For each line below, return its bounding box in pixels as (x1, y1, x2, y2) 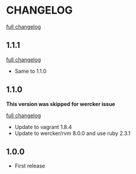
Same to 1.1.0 (14, 67, 47, 75)
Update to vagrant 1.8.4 (14, 123, 72, 130)
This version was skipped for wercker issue (6, 100, 115, 107)
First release (14, 162, 46, 169)
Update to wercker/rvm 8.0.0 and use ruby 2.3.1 (14, 130, 131, 137)
